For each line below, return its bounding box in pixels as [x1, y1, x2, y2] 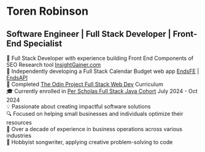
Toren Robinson [6, 4, 89, 18]
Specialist [23, 38, 63, 48]
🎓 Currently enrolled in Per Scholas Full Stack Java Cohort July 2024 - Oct [6, 88, 198, 94]
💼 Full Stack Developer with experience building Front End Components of [6, 55, 194, 62]
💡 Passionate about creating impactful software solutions [6, 103, 151, 110]
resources [6, 119, 32, 126]
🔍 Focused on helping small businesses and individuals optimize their [6, 110, 184, 117]
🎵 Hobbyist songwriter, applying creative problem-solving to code [6, 139, 173, 145]
